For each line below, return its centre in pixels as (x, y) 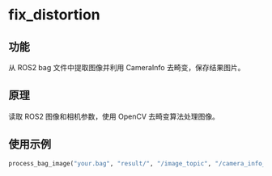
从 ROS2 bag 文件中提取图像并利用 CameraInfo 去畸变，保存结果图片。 (127, 67)
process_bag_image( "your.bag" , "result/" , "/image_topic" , (110, 163)
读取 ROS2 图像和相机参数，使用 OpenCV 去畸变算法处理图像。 (114, 116)
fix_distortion (55, 15)
